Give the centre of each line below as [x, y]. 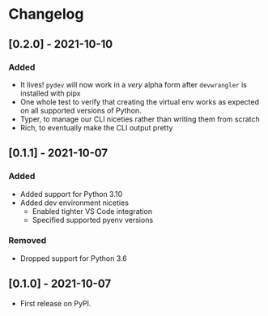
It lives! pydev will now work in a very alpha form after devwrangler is [133, 84]
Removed [28, 241]
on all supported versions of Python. [81, 110]
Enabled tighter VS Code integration [92, 211]
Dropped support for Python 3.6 [73, 258]
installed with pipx [50, 93]
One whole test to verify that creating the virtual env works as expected [139, 101]
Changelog [46, 14]
